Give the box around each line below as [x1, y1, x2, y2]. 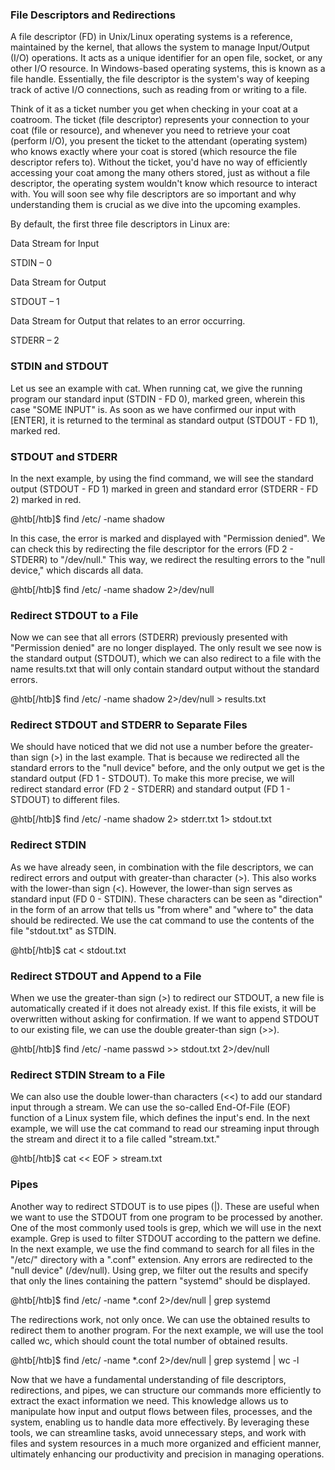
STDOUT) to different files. [10, 794, 121, 806]
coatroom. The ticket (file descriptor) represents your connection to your [10, 114, 310, 126]
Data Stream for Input [10, 238, 100, 250]
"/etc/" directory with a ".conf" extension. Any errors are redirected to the [10, 1253, 313, 1265]
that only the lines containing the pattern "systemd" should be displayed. [10, 1274, 311, 1287]
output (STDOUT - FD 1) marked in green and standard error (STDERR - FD [10, 483, 319, 495]
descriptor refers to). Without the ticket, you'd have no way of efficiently [10, 156, 308, 168]
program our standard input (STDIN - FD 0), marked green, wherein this [10, 393, 306, 405]
